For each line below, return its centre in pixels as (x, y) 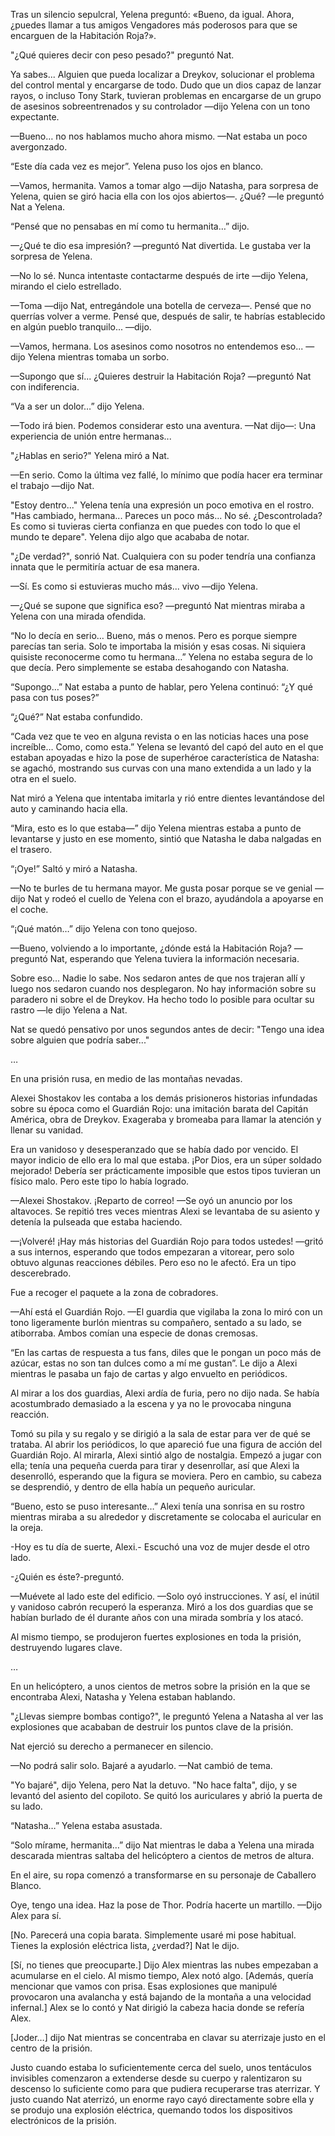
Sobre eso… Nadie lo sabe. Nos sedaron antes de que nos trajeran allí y (158, 978)
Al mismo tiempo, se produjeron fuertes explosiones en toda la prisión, (156, 1637)
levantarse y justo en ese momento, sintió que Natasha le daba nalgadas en (166, 838)
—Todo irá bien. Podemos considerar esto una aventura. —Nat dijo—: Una (163, 425)
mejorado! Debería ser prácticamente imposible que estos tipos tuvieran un (166, 1170)
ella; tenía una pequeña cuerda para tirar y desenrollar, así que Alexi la (155, 1465)
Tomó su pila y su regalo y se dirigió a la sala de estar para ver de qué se (160, 1433)
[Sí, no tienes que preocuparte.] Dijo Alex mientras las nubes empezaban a (164, 1965)
